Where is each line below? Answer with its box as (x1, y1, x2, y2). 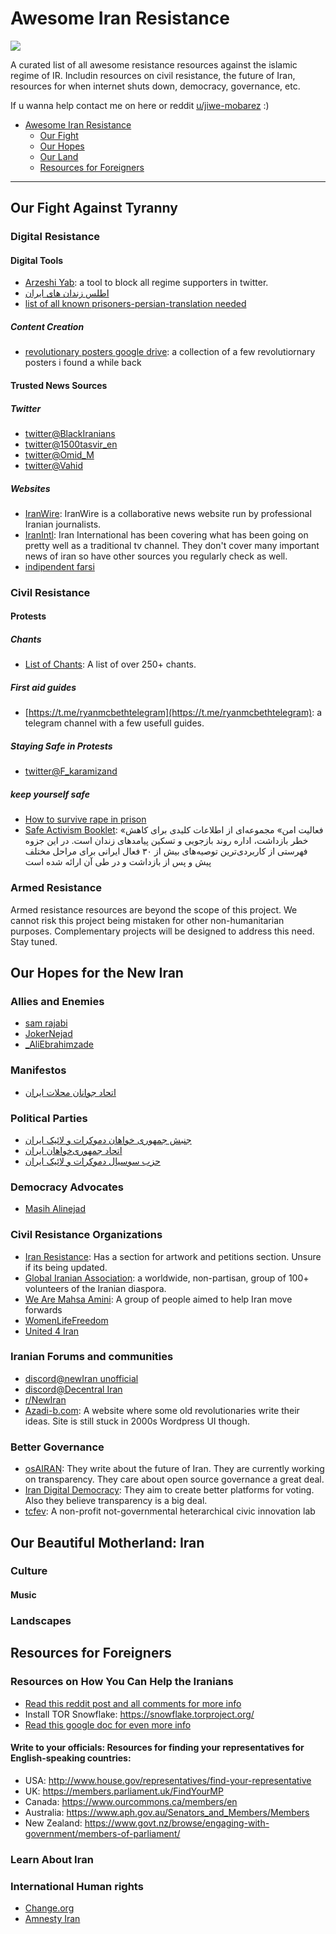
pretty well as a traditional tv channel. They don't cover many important (24, 539, 320, 551)
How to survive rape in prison (24, 813, 147, 826)
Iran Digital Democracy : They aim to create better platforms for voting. (24, 1484, 315, 1496)
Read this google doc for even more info (24, 1718, 192, 1731)
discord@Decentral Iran (24, 1383, 123, 1395)
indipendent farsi (24, 560, 95, 572)
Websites (10, 482, 51, 494)
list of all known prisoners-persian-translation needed (24, 298, 247, 310)
